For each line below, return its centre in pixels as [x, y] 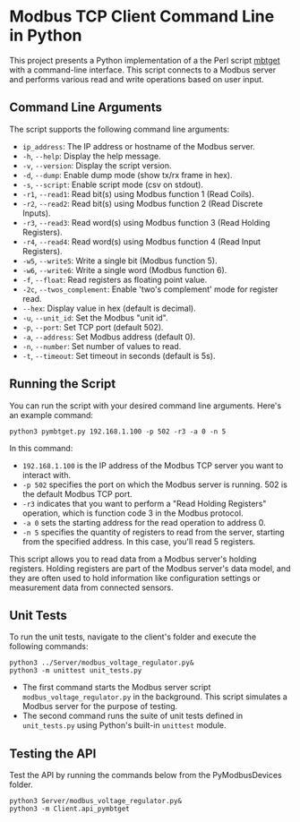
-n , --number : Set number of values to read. [102, 346]
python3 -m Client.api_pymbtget [69, 809]
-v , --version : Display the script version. [97, 165]
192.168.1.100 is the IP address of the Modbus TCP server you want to [153, 465]
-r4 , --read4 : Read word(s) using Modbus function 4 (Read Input [141, 241]
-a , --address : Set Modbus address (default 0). [108, 337]
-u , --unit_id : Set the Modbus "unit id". [95, 317]
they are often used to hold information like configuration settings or [135, 578]
